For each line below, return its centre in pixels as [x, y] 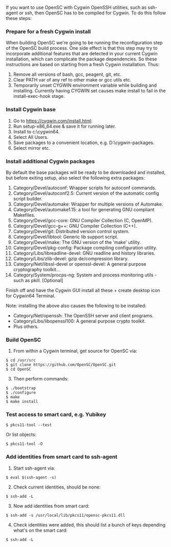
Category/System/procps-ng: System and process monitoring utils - [85, 275]
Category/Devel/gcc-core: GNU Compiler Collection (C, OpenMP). [83, 220]
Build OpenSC [24, 339]
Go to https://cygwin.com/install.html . [53, 120]
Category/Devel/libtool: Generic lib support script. [66, 237]
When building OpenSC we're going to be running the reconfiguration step [84, 43]
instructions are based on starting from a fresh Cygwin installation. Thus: [83, 65]
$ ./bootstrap [21, 388]
